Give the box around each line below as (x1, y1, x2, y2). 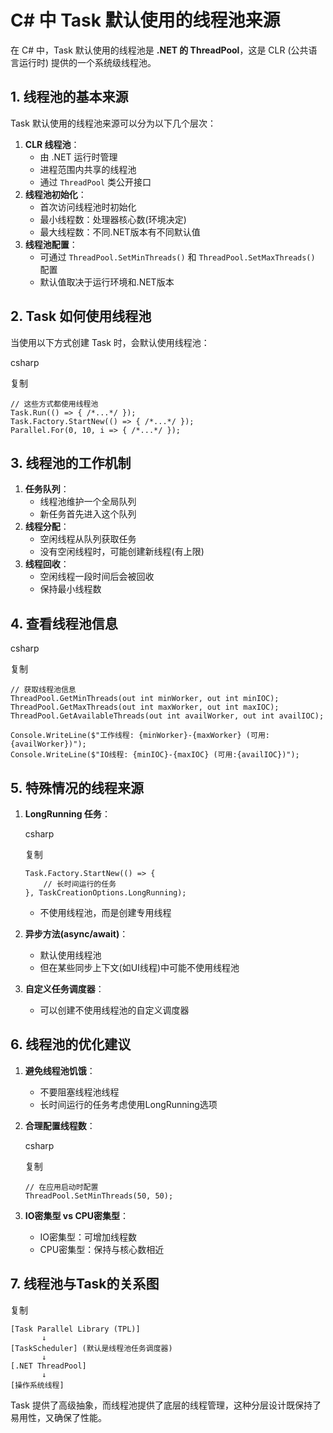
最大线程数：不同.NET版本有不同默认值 (39, 226, 201, 238)
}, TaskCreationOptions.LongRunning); (24, 888, 187, 898)
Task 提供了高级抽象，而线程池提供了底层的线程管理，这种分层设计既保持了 (10, 1399, 322, 1411)
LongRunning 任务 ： (24, 808, 111, 820)
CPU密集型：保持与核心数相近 (39, 1243, 165, 1255)
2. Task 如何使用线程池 (10, 308, 152, 325)
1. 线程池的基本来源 (10, 89, 129, 106)
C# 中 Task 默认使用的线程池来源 (10, 9, 281, 32)
